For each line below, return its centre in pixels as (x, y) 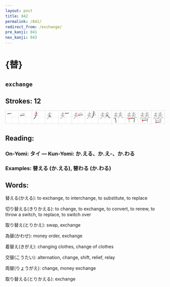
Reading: (20, 138)
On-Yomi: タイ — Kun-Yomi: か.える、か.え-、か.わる (70, 153)
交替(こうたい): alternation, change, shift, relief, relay (60, 258)
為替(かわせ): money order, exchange (44, 236)
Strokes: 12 (23, 101)
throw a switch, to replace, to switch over (48, 215)
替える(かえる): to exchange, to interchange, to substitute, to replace (76, 198)
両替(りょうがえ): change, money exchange (51, 268)
